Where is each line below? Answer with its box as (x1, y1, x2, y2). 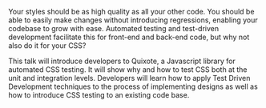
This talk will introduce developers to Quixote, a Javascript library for (8, 56, 236, 66)
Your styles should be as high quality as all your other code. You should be (8, 7, 255, 16)
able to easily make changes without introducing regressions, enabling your (8, 15, 258, 25)
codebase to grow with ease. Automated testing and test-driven (8, 24, 220, 33)
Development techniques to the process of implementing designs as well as (8, 82, 258, 91)
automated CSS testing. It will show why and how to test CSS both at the (8, 65, 248, 74)
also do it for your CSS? (8, 41, 87, 50)
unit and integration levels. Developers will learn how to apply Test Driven (8, 74, 251, 82)
